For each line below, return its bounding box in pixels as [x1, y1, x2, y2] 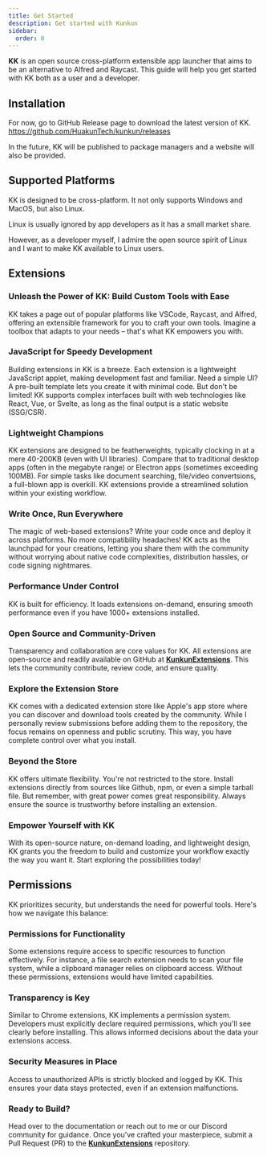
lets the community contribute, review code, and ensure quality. [8, 663, 219, 673]
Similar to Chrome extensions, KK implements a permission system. [8, 1010, 232, 1020]
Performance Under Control [8, 580, 119, 592]
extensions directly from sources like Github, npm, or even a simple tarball [8, 782, 254, 792]
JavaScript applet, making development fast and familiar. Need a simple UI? [8, 373, 258, 383]
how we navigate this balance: [8, 908, 109, 917]
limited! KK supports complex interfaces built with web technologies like [8, 390, 246, 400]
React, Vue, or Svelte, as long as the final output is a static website [8, 399, 229, 408]
